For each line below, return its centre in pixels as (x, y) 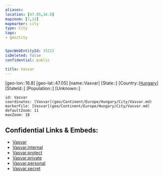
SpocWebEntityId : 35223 (30, 51)
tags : (11, 33)
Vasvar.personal (29, 163)
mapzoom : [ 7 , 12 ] (22, 19)
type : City (16, 28)
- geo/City (16, 38)
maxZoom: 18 (17, 115)
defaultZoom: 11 (22, 111)
